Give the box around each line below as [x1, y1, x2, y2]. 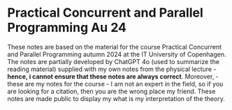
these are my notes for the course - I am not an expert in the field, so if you [7, 79, 224, 88]
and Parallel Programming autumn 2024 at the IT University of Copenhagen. [7, 50, 226, 58]
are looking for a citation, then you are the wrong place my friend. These [7, 87, 216, 95]
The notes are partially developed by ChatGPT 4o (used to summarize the [7, 57, 220, 65]
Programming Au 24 [7, 19, 127, 36]
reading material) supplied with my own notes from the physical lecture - [7, 65, 217, 73]
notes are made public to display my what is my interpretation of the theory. [7, 94, 225, 102]
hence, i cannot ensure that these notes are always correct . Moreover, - [7, 72, 219, 81]
